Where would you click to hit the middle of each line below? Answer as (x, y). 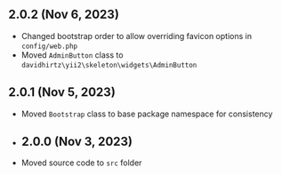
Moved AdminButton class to (72, 55)
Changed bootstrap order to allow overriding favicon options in (137, 36)
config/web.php (49, 46)
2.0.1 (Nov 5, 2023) (62, 92)
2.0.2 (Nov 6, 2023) (64, 15)
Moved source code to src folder (81, 163)
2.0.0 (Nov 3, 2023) (77, 142)
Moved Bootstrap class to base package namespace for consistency (147, 114)
